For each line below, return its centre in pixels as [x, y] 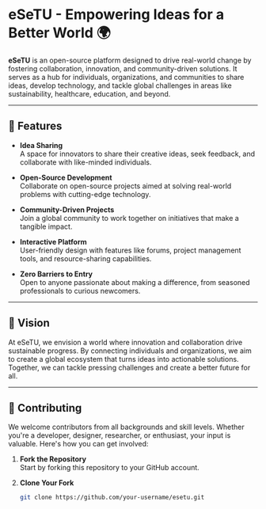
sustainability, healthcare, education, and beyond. [89, 93]
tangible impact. [46, 226]
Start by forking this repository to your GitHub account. [109, 468]
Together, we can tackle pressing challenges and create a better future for [129, 367]
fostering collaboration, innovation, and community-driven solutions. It [123, 68]
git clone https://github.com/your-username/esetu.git [112, 498]
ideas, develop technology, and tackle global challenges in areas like [120, 85]
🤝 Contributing [45, 408]
